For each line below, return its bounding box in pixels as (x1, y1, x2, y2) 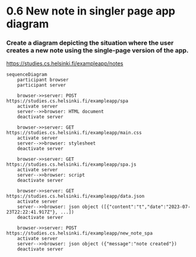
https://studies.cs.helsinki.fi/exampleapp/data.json (6, 194, 145, 200)
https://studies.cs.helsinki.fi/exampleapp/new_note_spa (6, 230, 153, 236)
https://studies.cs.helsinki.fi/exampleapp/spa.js (6, 161, 137, 168)
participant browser (17, 77, 69, 83)
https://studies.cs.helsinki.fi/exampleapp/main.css (6, 130, 142, 136)
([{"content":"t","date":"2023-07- (100, 204, 191, 210)
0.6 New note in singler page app (6, 4, 175, 18)
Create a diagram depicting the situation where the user (6, 39, 174, 47)
